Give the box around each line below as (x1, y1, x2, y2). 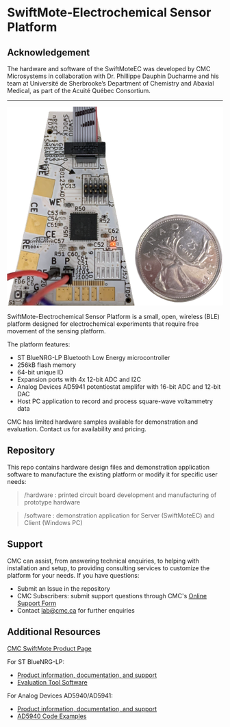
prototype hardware (23, 498, 81, 506)
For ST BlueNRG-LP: (7, 657, 65, 665)
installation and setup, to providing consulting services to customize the (7, 563, 210, 572)
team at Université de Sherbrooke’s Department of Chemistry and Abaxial (7, 79, 214, 87)
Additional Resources (7, 626, 101, 638)
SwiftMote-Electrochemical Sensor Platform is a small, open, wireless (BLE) (7, 313, 220, 321)
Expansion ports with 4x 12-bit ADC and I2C (16, 375, 142, 384)
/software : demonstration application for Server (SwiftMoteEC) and (23, 511, 215, 520)
